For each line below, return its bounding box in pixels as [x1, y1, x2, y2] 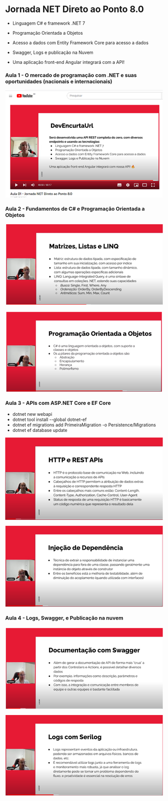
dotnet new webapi [12, 411, 52, 417]
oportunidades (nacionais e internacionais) [5, 78, 112, 85]
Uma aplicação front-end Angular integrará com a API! [12, 59, 125, 65]
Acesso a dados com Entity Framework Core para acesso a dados [12, 39, 149, 46]
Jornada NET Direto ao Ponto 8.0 [5, 4, 144, 15]
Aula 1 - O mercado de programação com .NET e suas [5, 71, 137, 78]
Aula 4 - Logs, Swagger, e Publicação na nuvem [5, 614, 123, 621]
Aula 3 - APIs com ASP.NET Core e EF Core [5, 400, 111, 407]
